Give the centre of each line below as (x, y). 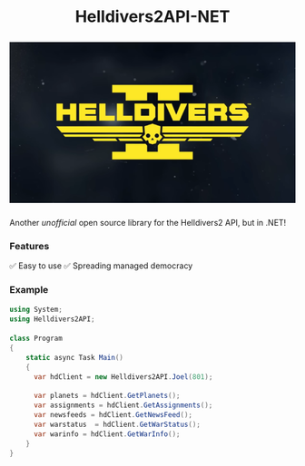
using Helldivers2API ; (52, 319)
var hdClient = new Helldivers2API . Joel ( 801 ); (123, 377)
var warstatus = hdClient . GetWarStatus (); (117, 424)
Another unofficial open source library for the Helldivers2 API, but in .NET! (148, 222)
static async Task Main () (75, 357)
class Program (36, 338)
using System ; (36, 310)
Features (30, 246)
